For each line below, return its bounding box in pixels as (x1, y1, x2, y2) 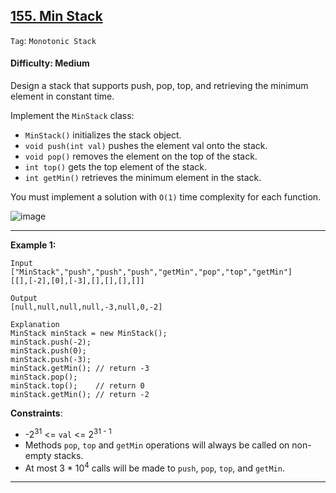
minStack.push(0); (10, 346, 87, 356)
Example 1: (10, 239, 57, 251)
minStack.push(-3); (10, 355, 92, 365)
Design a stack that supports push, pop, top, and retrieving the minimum (10, 80, 309, 92)
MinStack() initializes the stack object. (24, 129, 182, 141)
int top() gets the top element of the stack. (24, 161, 208, 173)
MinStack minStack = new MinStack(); (10, 329, 168, 339)
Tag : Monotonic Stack (10, 34, 97, 46)
